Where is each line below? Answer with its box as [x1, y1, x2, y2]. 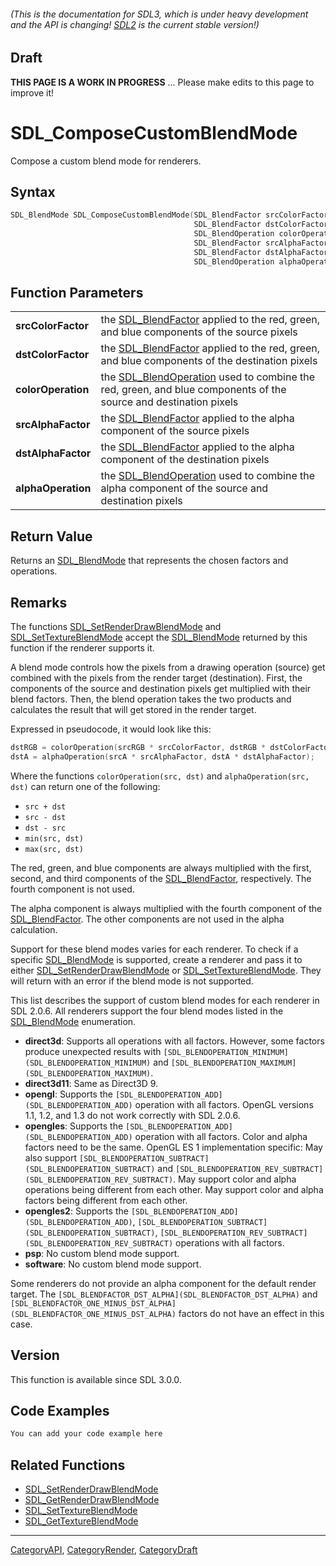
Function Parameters [10, 285, 144, 302]
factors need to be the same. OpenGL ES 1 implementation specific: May [24, 1141, 323, 1153]
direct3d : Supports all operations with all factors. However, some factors [24, 1035, 325, 1047]
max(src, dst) [24, 844, 84, 854]
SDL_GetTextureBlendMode [24, 1515, 139, 1527]
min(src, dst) [24, 833, 84, 844]
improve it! [10, 86, 55, 99]
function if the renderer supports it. [10, 642, 155, 654]
